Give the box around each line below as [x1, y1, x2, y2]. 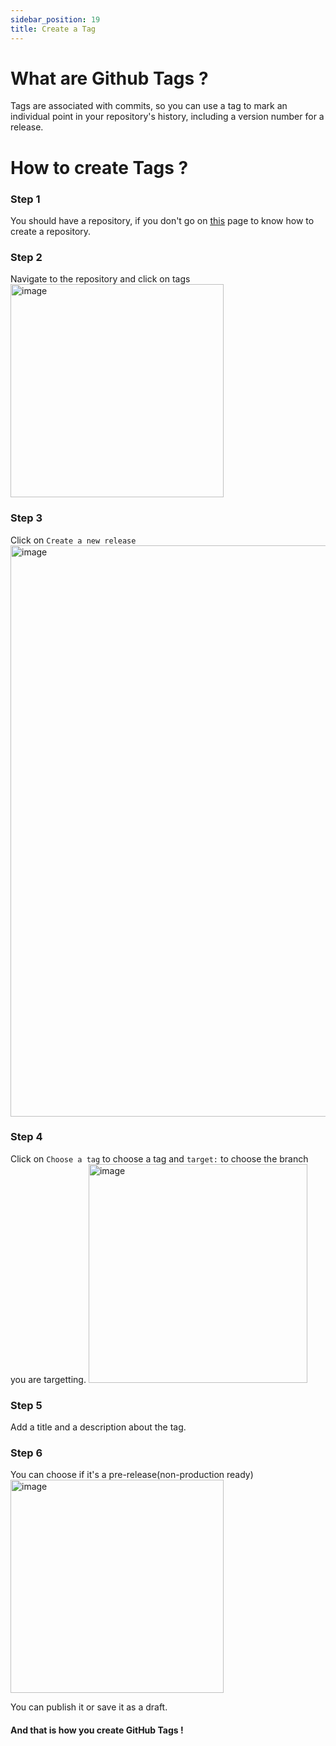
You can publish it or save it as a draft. [10, 1701, 168, 1713]
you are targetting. [10, 1373, 87, 1385]
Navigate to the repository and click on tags [10, 273, 191, 285]
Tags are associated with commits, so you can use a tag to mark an [10, 100, 288, 112]
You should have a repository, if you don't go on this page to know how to [10, 214, 315, 226]
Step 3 [10, 511, 43, 525]
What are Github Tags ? [10, 67, 209, 90]
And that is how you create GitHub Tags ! [10, 1724, 184, 1736]
